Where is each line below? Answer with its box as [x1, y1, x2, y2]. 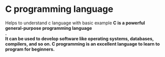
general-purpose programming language [5, 25, 92, 31]
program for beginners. [5, 46, 55, 52]
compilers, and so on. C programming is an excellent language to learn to [5, 41, 160, 47]
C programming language [5, 3, 113, 15]
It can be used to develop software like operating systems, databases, [5, 36, 154, 42]
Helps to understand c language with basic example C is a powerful [5, 20, 145, 26]
